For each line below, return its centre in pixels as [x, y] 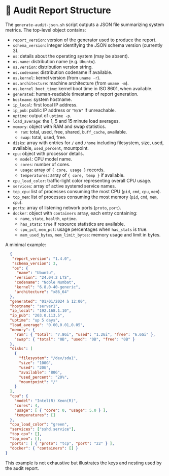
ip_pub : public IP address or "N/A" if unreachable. [64, 110]
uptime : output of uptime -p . [42, 115]
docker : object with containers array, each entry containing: [75, 213]
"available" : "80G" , [40, 372]
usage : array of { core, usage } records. [62, 170]
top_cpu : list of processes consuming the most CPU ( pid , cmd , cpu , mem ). [87, 191]
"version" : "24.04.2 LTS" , [43, 278]
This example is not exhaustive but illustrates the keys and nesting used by [83, 463]
